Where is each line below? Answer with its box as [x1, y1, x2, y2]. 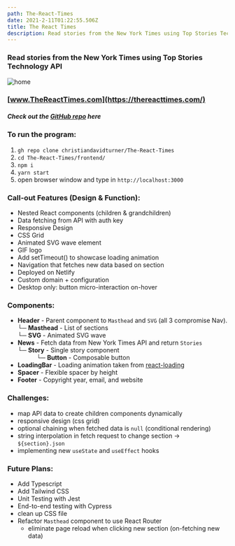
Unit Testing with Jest [17, 494, 80, 503]
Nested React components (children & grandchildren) [17, 209, 171, 217]
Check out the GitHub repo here [7, 113, 101, 121]
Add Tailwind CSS [17, 487, 70, 495]
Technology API [7, 62, 63, 71]
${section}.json [17, 440, 65, 447]
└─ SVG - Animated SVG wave [17, 331, 106, 340]
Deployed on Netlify [17, 268, 76, 277]
